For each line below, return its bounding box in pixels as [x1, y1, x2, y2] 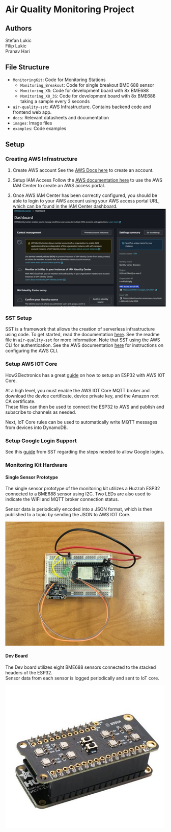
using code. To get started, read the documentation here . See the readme [5, 332, 160, 338]
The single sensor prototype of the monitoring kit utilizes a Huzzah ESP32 [5, 486, 160, 492]
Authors [5, 24, 32, 33]
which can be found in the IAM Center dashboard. [12, 203, 118, 209]
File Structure [5, 63, 49, 72]
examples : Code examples [12, 125, 67, 131]
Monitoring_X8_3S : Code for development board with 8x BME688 [20, 93, 156, 99]
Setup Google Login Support [5, 437, 77, 444]
